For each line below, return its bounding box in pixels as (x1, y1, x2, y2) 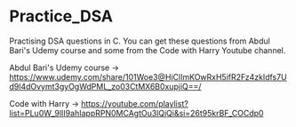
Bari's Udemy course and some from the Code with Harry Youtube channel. (9, 44, 286, 55)
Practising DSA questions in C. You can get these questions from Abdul (9, 36, 271, 46)
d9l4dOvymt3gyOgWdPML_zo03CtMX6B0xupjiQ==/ (9, 81, 202, 91)
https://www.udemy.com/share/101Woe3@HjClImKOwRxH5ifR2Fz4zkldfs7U (9, 71, 287, 82)
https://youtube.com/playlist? (81, 98, 188, 108)
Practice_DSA (9, 6, 114, 27)
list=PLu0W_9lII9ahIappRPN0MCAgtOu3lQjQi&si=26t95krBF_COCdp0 (9, 107, 264, 118)
